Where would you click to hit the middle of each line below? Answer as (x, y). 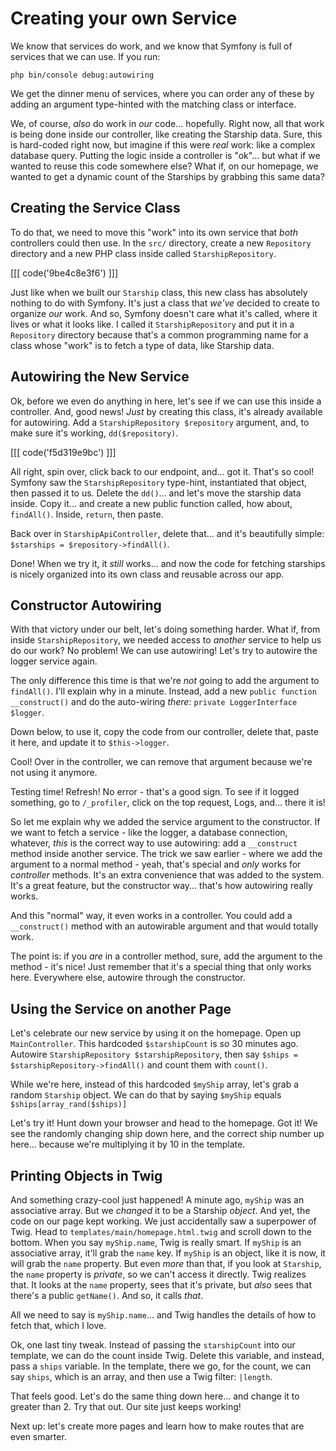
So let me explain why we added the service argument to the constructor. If (165, 822)
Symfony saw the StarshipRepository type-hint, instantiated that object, (159, 482)
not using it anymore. (54, 773)
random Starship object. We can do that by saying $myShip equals (146, 1095)
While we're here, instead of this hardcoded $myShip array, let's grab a (155, 1084)
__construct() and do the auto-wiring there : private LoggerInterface (154, 702)
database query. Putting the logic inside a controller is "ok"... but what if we (165, 155)
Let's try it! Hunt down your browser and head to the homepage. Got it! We (164, 1123)
